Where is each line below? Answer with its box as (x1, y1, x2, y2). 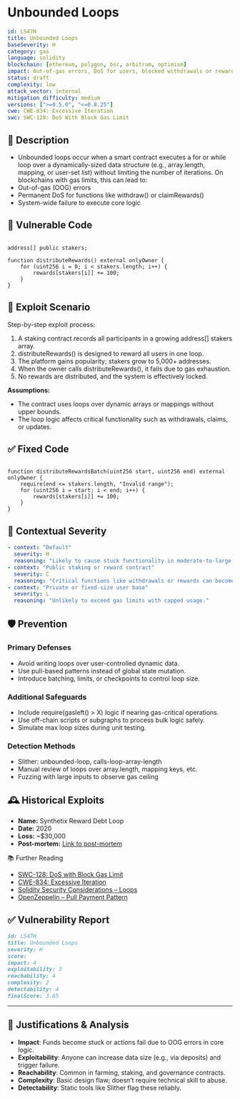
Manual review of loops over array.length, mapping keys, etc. (17, 765, 198, 773)
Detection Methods (7, 741, 76, 751)
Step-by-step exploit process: (7, 320, 95, 328)
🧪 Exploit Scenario (7, 301, 91, 313)
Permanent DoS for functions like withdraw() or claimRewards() (17, 191, 205, 199)
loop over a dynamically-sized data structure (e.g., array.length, (17, 161, 206, 169)
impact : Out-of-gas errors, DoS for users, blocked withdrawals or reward (7, 68, 235, 75)
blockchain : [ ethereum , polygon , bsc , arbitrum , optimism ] (7, 61, 187, 69)
